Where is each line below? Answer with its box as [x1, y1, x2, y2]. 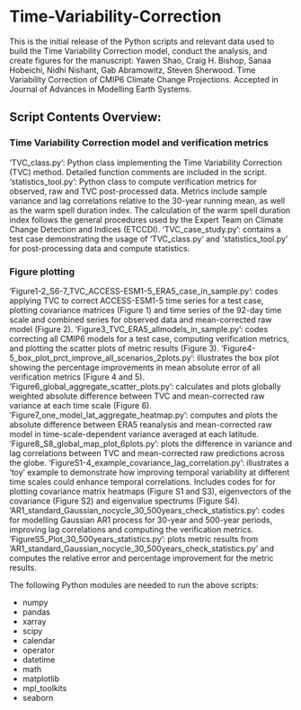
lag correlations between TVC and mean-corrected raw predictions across [9, 447, 285, 459]
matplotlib [22, 673, 60, 684]
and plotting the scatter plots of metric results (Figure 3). [9, 343, 220, 354]
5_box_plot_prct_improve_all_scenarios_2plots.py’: [9, 352, 196, 363]
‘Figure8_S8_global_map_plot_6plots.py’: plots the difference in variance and [9, 438, 292, 449]
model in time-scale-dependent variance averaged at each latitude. [9, 428, 259, 439]
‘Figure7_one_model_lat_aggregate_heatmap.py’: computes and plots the [9, 409, 279, 420]
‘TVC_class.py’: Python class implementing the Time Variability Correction [9, 157, 283, 168]
